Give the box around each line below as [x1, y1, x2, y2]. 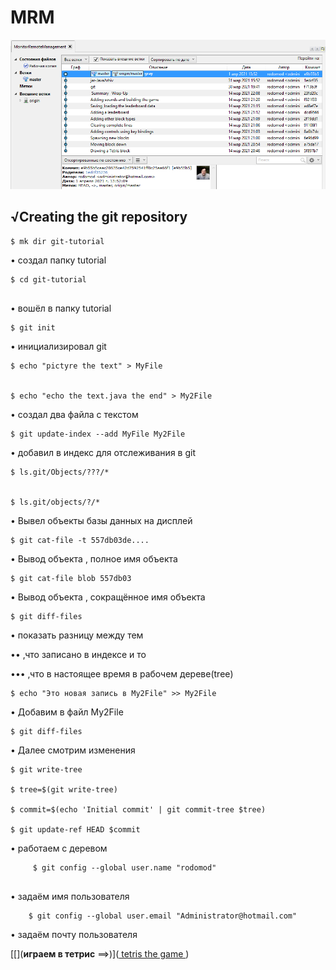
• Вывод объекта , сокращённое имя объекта [10, 591, 206, 603]
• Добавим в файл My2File [10, 706, 124, 718]
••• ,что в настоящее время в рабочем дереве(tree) [10, 667, 234, 680]
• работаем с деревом [10, 842, 108, 854]
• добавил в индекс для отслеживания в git [10, 446, 196, 458]
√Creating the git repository [10, 209, 188, 226]
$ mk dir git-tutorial [10, 236, 105, 246]
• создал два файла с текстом [10, 408, 139, 420]
